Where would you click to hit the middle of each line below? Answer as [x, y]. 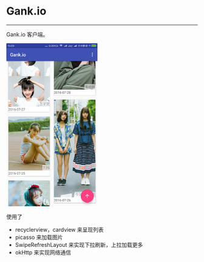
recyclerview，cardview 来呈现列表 [59, 229]
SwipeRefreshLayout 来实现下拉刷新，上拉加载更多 [79, 244]
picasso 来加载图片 [39, 237]
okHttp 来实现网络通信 [43, 252]
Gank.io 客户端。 [27, 34]
